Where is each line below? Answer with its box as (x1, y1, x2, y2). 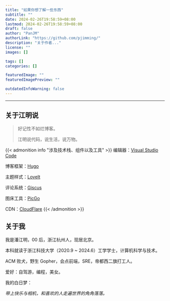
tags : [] (5, 59, 24, 64)
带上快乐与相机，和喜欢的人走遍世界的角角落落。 (5, 290, 107, 296)
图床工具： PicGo (5, 195, 40, 201)
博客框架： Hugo (5, 163, 39, 169)
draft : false (5, 26, 33, 31)
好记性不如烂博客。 (17, 125, 58, 131)
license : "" (5, 45, 30, 50)
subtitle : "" (5, 12, 33, 17)
